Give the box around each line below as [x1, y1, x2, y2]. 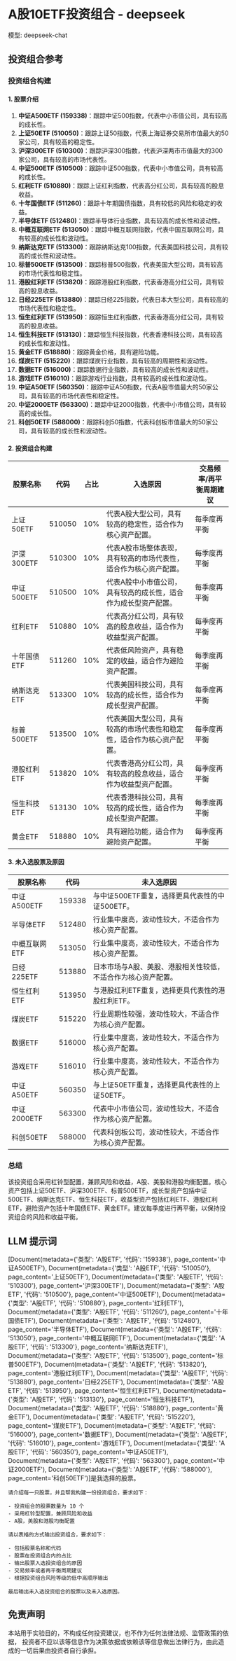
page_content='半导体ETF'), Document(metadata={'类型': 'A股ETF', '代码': [8, 1325, 222, 1333]
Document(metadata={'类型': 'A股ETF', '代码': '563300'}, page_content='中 [8, 1456, 225, 1464]
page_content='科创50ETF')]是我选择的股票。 [8, 1473, 140, 1482]
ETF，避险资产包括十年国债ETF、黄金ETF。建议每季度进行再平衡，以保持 [8, 1204, 220, 1212]
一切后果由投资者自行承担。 [20, 1646, 100, 1655]
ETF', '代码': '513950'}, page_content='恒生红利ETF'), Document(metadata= [8, 1386, 227, 1394]
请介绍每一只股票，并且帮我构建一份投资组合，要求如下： [8, 1489, 149, 1496]
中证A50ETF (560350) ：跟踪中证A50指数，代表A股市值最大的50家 [18, 383, 213, 391]
